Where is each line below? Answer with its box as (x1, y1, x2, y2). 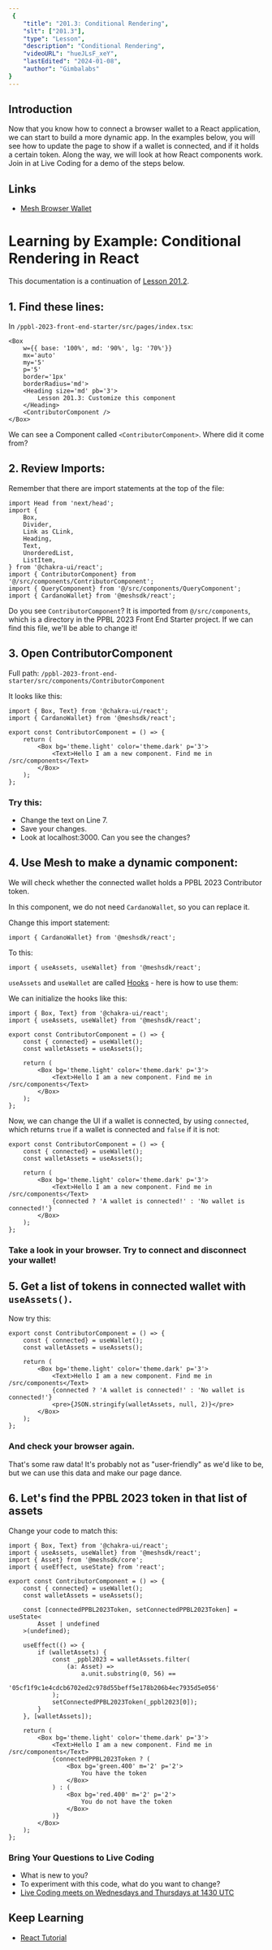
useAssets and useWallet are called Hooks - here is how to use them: (8, 977, 239, 988)
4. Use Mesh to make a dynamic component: (8, 856, 238, 870)
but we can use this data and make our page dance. (8, 1468, 183, 1478)
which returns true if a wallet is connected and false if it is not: (8, 1124, 220, 1134)
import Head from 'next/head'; (8, 499, 114, 507)
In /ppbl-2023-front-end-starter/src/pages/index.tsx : (8, 322, 193, 331)
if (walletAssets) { (37, 1648, 107, 1657)
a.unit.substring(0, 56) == (80, 1670, 176, 1678)
